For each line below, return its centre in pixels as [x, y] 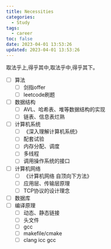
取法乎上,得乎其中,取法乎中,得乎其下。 [52, 67]
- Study [21, 22]
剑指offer [34, 87]
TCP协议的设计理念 [47, 190]
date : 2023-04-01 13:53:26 [39, 45]
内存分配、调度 [41, 146]
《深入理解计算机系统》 [52, 132]
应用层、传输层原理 [47, 183]
